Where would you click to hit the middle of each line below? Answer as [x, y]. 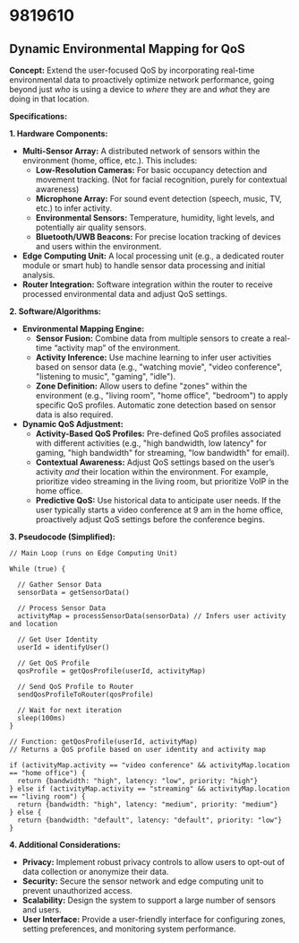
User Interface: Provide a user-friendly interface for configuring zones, [154, 919]
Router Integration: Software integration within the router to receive [147, 284]
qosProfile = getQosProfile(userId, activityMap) [111, 671]
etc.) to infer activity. [74, 208]
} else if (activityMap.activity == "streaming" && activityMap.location [150, 789]
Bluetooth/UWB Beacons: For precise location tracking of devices [158, 237]
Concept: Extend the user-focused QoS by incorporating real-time [132, 70]
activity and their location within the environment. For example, [152, 471]
